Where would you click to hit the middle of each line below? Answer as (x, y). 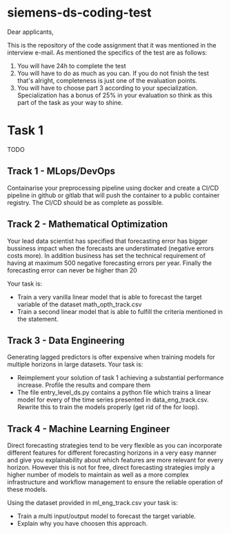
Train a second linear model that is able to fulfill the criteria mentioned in (120, 311)
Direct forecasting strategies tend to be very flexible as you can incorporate (115, 446)
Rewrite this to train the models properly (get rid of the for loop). (108, 407)
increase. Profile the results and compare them (84, 385)
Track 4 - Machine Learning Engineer (89, 429)
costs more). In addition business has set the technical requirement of (106, 255)
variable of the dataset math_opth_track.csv (79, 304)
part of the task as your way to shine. (70, 102)
